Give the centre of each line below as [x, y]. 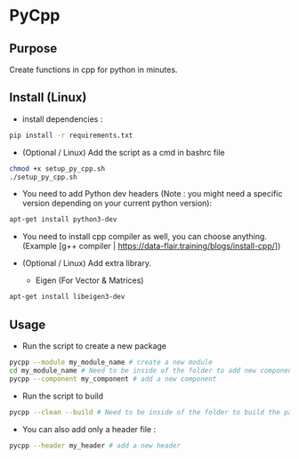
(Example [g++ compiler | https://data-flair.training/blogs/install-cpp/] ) [151, 246]
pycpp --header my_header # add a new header [95, 446]
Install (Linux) [48, 97]
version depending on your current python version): [117, 203]
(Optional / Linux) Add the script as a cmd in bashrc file [123, 152]
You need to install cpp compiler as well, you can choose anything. [144, 237]
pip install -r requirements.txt [71, 135]
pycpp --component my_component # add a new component [113, 379]
